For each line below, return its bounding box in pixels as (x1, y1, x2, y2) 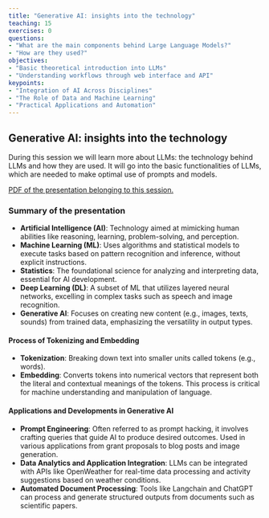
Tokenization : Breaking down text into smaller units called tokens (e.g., (19, 353, 256, 363)
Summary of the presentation (8, 205, 126, 216)
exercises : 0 (8, 27, 52, 35)
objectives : (8, 57, 48, 65)
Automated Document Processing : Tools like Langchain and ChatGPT (19, 483, 254, 493)
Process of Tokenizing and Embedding (8, 335, 140, 345)
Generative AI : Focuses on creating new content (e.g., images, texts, (19, 308, 249, 318)
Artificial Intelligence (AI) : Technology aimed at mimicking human (19, 223, 239, 233)
